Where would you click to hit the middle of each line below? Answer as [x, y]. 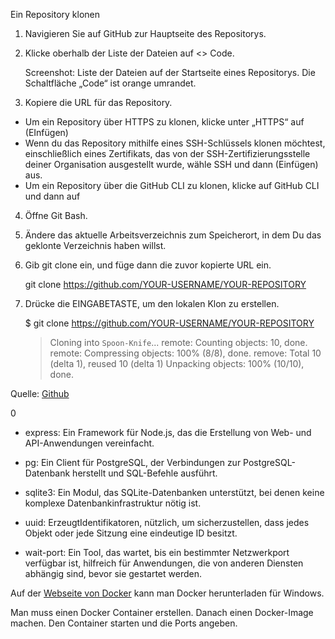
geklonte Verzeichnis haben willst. [95, 245]
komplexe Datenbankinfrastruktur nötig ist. [113, 503]
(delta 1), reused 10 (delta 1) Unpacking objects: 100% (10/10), [177, 363]
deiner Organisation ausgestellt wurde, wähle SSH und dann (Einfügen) [171, 164]
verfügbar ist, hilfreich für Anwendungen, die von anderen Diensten [164, 563]
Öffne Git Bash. [56, 215]
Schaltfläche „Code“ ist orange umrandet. [110, 83]
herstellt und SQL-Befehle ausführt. [145, 473]
